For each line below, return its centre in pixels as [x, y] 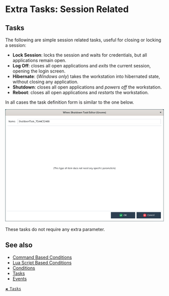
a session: [16, 45]
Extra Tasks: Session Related [67, 9]
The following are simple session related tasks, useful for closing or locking [83, 40]
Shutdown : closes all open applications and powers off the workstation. [87, 87]
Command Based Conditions [42, 257]
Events [20, 278]
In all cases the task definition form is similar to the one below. [70, 102]
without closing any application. [46, 82]
